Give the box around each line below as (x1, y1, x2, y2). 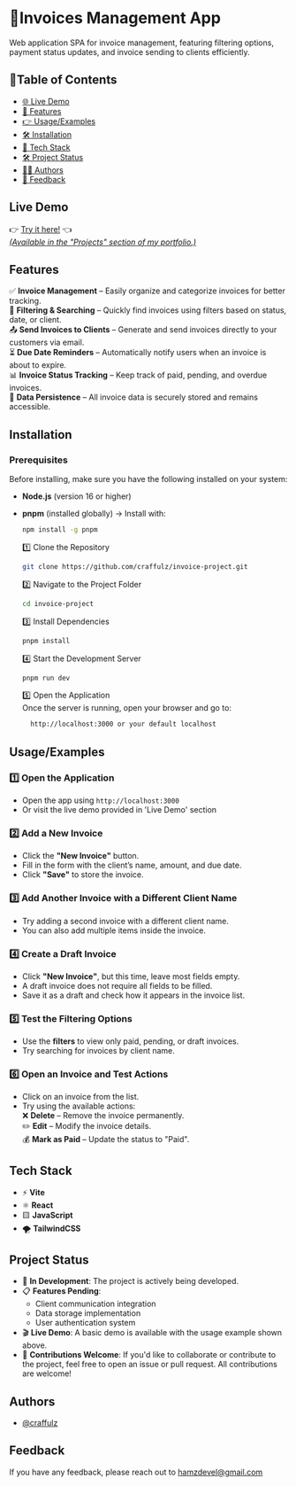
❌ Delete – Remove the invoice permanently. (21, 1110, 185, 1121)
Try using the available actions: (21, 1101, 136, 1111)
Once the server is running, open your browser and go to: (21, 703, 232, 713)
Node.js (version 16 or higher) (21, 491, 132, 502)
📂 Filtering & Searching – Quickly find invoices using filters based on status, (9, 305, 287, 315)
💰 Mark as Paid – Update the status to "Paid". (21, 1134, 190, 1145)
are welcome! (21, 1368, 72, 1379)
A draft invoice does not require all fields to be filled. (21, 980, 213, 991)
